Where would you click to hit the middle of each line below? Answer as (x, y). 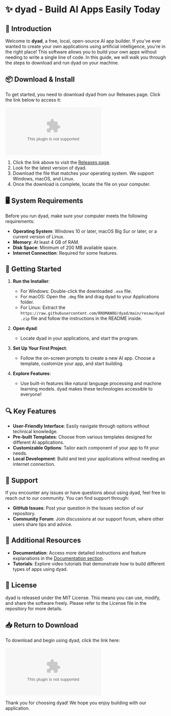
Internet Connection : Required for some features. (65, 253)
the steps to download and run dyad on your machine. (62, 63)
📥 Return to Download (42, 626)
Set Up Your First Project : (40, 348)
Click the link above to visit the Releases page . (62, 162)
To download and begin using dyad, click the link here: (63, 640)
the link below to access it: (33, 100)
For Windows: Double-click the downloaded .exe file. (76, 291)
